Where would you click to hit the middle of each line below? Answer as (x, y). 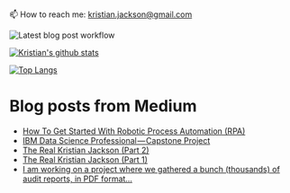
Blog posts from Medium (103, 106)
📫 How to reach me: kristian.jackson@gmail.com (101, 14)
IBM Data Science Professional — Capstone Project (116, 140)
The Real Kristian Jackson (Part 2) (86, 150)
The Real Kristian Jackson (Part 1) (85, 159)
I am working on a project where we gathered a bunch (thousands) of (151, 169)
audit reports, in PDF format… (77, 179)
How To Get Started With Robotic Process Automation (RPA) (134, 131)
